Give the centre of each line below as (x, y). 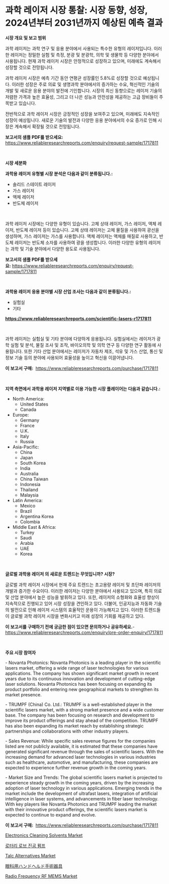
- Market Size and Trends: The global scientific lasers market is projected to (84, 777)
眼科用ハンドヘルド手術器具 (34, 866)
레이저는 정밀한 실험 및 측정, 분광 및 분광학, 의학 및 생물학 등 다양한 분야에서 (85, 55)
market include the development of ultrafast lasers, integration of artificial (81, 793)
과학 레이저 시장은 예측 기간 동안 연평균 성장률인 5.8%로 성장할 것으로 (74, 78)
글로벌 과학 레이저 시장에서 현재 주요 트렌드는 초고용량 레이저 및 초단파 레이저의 (83, 585)
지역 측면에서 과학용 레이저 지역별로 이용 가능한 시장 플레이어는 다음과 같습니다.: (83, 388)
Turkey (27, 532)
